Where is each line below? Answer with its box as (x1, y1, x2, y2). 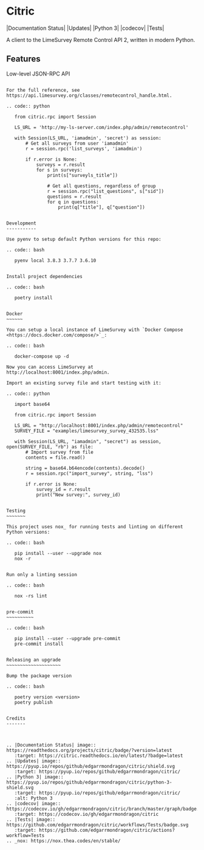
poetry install (14, 294, 53, 301)
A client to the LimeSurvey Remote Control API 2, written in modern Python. (6, 36, 195, 43)
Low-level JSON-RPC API (6, 70, 70, 77)
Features (6, 54, 41, 64)
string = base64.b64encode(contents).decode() (25, 465, 146, 471)
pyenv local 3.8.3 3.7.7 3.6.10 (14, 257, 97, 263)
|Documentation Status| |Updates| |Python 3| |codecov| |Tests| (6, 24, 165, 32)
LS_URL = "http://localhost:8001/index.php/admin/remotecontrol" (14, 422, 183, 428)
